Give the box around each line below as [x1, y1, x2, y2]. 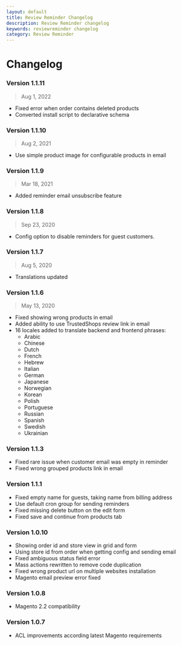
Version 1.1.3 [6, 445, 44, 453]
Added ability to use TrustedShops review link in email [14, 320, 150, 327]
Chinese [24, 339, 45, 347]
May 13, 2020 [21, 302, 56, 309]
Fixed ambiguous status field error [14, 554, 101, 562]
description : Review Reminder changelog [6, 20, 110, 26]
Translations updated [14, 273, 68, 280]
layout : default [6, 8, 47, 15]
